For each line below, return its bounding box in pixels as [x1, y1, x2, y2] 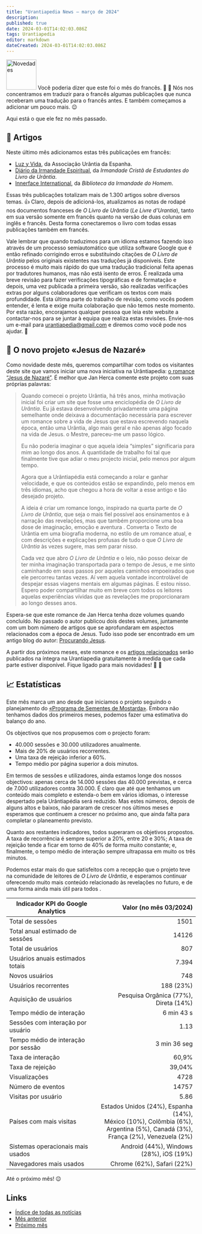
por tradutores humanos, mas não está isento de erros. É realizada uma [6, 269, 183, 277]
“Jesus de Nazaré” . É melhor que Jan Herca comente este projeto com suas [6, 374, 194, 381]
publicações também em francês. [6, 226, 90, 233]
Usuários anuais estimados [9, 954, 86, 963]
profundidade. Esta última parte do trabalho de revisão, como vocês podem [6, 295, 194, 303]
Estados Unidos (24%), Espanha [100, 1102, 193, 1111]
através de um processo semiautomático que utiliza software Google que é [6, 244, 192, 251]
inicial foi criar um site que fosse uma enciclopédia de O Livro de [20, 398, 182, 405]
